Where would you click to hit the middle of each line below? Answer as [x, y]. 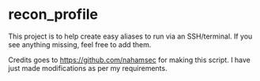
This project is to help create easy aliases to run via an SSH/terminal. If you [130, 36]
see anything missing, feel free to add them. [80, 44]
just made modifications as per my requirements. [88, 68]
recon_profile [53, 15]
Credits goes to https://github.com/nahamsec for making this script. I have [130, 60]
